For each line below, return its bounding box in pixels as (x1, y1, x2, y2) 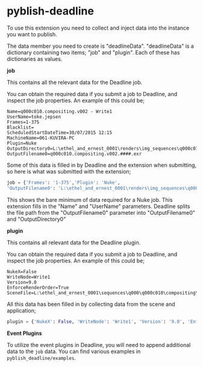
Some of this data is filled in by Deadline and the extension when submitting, (7, 161, 197, 169)
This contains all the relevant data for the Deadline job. (7, 79, 143, 86)
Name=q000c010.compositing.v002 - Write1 (7, 108, 113, 114)
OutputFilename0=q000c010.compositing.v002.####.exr (7, 151, 142, 157)
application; (7, 307, 36, 314)
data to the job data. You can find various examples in (7, 348, 141, 355)
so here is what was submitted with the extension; (7, 167, 131, 175)
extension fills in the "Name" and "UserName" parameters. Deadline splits (7, 203, 190, 210)
